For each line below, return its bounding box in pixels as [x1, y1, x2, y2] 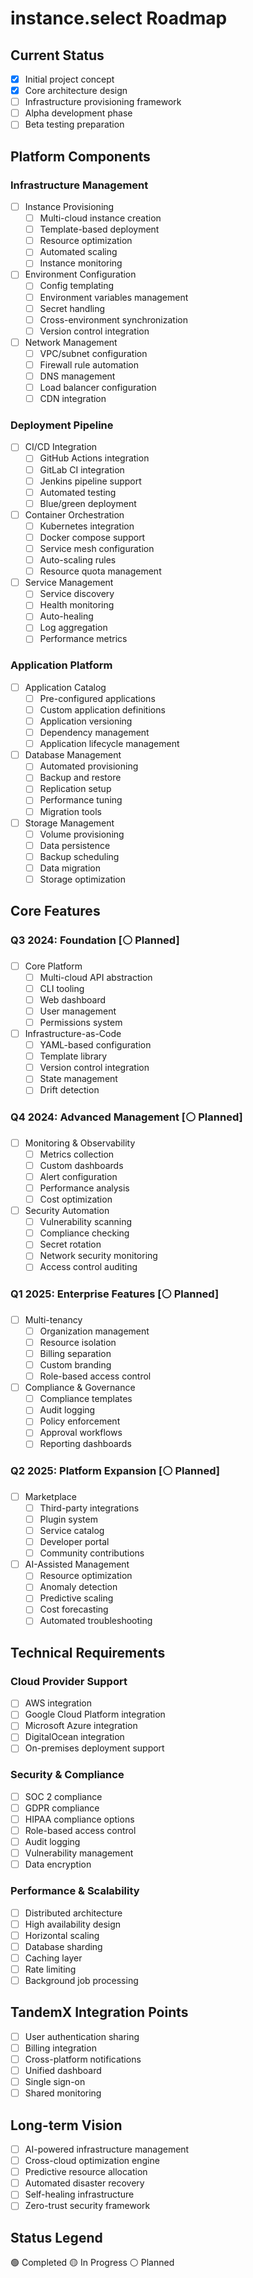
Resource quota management [39, 565, 162, 577]
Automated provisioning [39, 760, 139, 772]
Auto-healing [39, 610, 94, 622]
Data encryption [24, 1858, 92, 1871]
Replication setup [39, 783, 112, 795]
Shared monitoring [24, 2087, 102, 2099]
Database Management [24, 749, 122, 761]
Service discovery [39, 588, 115, 600]
